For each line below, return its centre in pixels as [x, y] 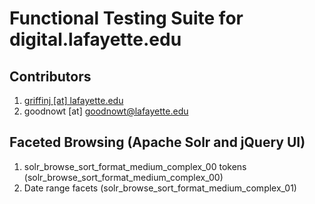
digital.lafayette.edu [95, 39]
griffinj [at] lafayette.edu [73, 100]
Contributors [50, 76]
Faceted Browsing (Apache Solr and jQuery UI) [157, 142]
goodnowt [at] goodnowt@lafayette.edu [106, 111]
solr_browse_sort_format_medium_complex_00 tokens [135, 166]
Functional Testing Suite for [126, 18]
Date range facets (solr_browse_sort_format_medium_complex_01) [160, 188]
